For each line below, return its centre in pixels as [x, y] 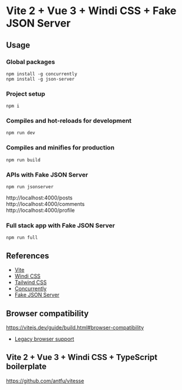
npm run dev [21, 133]
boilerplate [26, 367]
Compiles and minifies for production [60, 148]
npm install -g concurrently [42, 74]
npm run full [22, 238]
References [28, 256]
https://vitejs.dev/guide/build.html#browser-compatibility [75, 327]
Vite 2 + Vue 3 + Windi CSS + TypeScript [82, 357]
